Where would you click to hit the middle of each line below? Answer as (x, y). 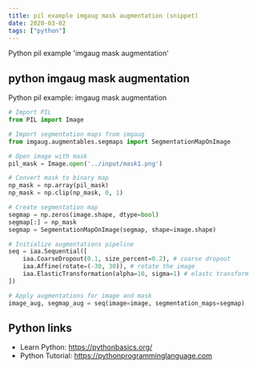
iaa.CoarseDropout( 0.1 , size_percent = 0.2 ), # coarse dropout (126, 259)
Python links (40, 328)
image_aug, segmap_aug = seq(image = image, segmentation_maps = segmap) (127, 303)
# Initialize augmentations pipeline (71, 244)
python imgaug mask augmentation (99, 78)
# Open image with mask (48, 156)
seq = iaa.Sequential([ (48, 252)
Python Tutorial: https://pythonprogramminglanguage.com (116, 356)
